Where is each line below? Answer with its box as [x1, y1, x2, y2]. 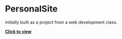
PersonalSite [5, 3, 58, 14]
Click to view [5, 28, 32, 34]
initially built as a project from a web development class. [5, 19, 118, 25]
